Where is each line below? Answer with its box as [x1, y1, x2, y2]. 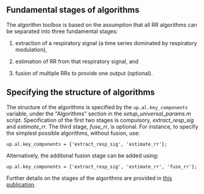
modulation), [15, 46, 47, 53]
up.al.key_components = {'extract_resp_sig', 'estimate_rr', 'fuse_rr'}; [6, 163, 198, 170]
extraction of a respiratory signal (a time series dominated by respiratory [15, 39, 197, 46]
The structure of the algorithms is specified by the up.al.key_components [6, 103, 188, 110]
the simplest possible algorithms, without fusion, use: [6, 129, 140, 137]
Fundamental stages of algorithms [6, 5, 140, 15]
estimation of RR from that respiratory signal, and [15, 57, 139, 65]
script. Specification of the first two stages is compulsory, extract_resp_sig [6, 116, 194, 124]
